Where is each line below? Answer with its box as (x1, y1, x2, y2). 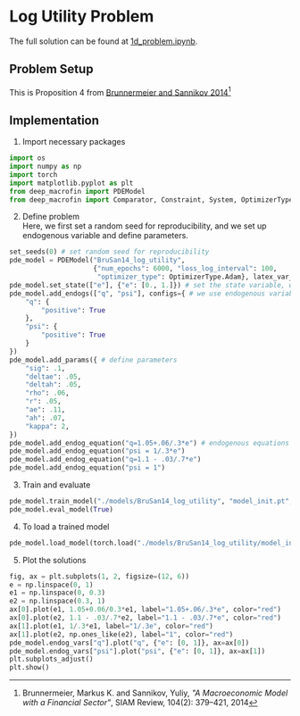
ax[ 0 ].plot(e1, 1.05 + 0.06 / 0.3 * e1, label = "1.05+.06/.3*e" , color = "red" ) (9, 605, 281, 614)
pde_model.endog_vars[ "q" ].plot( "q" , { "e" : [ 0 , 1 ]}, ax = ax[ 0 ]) (9, 638, 250, 647)
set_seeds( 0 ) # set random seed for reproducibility (9, 247, 210, 256)
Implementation (9, 112, 100, 128)
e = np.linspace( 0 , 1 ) (9, 580, 94, 589)
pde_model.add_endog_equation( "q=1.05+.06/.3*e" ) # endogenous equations (9, 438, 290, 447)
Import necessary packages (21, 137, 126, 147)
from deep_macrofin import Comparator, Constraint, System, (9, 195, 238, 204)
